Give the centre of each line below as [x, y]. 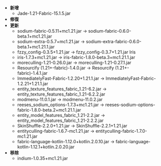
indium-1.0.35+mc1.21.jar [43, 158]
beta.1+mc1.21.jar [34, 36]
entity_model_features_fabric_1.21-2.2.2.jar [60, 120]
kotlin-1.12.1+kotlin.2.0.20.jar [46, 147]
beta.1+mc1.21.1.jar [36, 47]
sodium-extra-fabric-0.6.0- [114, 41]
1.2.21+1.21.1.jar [33, 83]
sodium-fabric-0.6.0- [110, 31]
